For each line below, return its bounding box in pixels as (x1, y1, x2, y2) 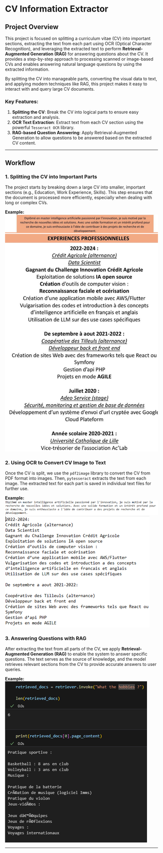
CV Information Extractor (5, 3, 108, 15)
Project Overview (5, 23, 59, 31)
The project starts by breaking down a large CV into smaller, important (5, 184, 146, 190)
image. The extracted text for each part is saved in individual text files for (5, 481, 151, 487)
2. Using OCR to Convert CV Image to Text (5, 459, 106, 466)
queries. (5, 666, 22, 672)
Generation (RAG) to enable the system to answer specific (30, 651, 147, 657)
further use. (5, 486, 29, 491)
